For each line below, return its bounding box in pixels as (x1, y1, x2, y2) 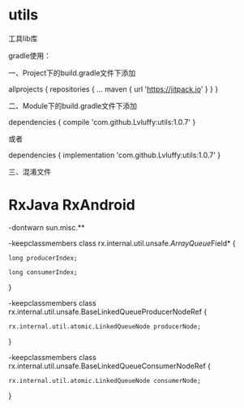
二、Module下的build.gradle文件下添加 (8, 101, 138, 110)
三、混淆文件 (8, 166, 51, 176)
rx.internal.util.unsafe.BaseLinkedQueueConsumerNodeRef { (8, 361, 211, 371)
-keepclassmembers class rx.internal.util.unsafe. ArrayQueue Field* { (8, 238, 237, 248)
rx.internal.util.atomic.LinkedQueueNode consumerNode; (8, 376, 201, 384)
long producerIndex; (8, 254, 79, 262)
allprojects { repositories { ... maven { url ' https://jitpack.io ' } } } (8, 84, 219, 94)
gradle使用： (8, 50, 51, 60)
